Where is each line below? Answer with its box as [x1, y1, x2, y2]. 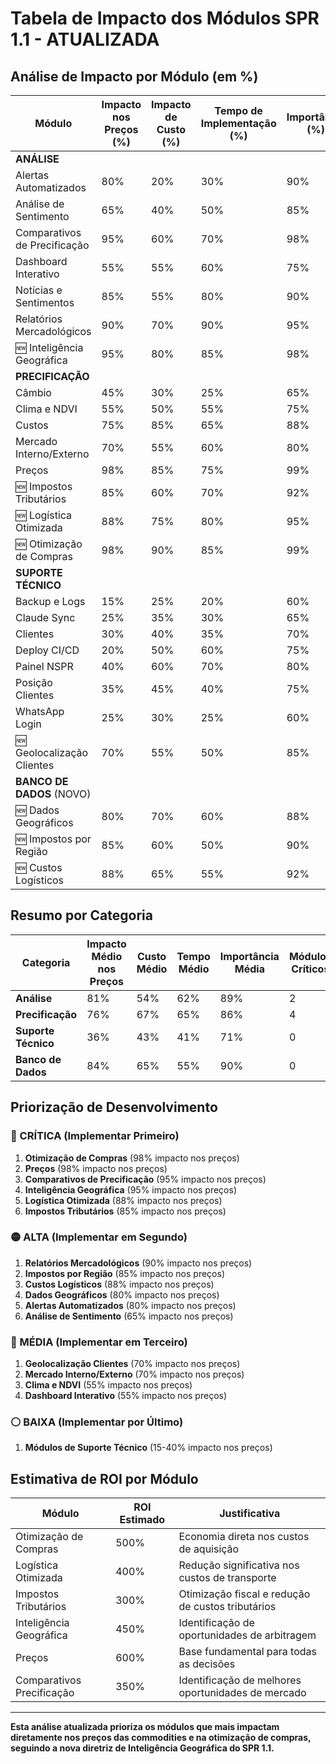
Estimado [119, 1513, 166, 1527]
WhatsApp [15, 705, 65, 718]
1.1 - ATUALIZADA [10, 28, 160, 51]
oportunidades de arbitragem [178, 1628, 317, 1642]
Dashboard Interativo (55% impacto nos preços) [24, 1390, 228, 1402]
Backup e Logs [15, 595, 86, 608]
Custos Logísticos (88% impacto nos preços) [24, 1278, 215, 1290]
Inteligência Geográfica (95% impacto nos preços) [24, 1183, 238, 1196]
